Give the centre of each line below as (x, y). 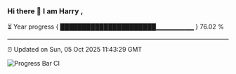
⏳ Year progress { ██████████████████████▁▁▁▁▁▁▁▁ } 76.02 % (116, 27)
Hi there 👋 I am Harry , (45, 11)
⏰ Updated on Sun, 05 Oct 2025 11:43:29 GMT (75, 50)
